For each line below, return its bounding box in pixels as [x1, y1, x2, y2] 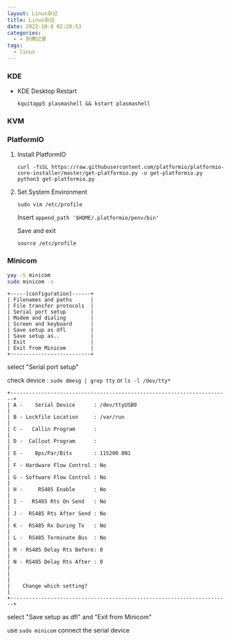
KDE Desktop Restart [17, 87, 77, 95]
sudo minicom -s [7, 278, 54, 285]
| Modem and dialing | [7, 314, 94, 321]
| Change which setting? [7, 583, 88, 590]
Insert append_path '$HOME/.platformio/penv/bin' [17, 213, 159, 221]
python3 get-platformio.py [17, 176, 95, 183]
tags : [7, 42, 23, 49]
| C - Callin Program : [7, 426, 97, 433]
